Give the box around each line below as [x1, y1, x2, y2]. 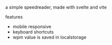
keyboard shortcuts [12, 29, 54, 34]
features [5, 14, 23, 19]
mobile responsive [12, 23, 52, 29]
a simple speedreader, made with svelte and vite [5, 4, 107, 10]
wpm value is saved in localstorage [12, 34, 87, 40]
